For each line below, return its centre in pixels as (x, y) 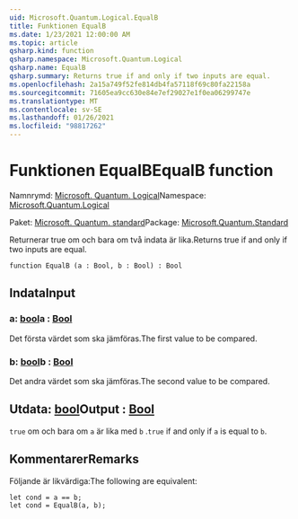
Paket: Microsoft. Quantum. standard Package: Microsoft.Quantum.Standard (149, 222)
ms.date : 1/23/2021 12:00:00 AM (70, 34)
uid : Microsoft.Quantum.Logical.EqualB (84, 18)
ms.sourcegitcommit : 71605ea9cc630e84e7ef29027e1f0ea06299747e (130, 92)
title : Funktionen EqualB (57, 26)
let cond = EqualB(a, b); (57, 505)
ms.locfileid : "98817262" (57, 127)
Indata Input (43, 293)
